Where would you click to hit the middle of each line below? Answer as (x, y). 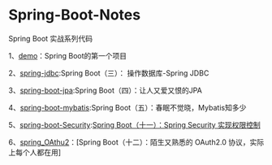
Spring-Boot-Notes (74, 15)
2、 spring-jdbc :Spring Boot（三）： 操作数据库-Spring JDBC (109, 73)
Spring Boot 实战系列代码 (51, 38)
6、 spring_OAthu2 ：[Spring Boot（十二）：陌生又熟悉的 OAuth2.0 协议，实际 (136, 142)
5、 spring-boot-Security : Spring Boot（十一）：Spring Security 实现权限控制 (135, 124)
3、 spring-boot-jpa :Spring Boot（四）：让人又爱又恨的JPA (106, 90)
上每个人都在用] (35, 152)
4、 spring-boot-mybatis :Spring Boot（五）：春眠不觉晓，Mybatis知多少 (127, 107)
